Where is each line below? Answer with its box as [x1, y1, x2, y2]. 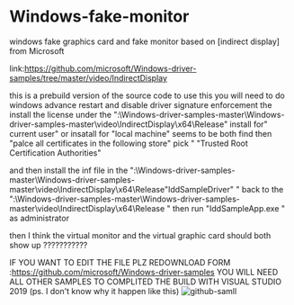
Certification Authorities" [9, 147, 102, 158]
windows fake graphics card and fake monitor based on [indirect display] [9, 36, 281, 47]
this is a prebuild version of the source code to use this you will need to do [9, 90, 285, 101]
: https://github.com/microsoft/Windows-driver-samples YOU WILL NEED [9, 266, 279, 277]
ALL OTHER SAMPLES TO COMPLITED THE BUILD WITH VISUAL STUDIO [9, 276, 281, 287]
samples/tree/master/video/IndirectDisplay [9, 72, 168, 83]
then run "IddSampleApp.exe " [172, 202, 286, 213]
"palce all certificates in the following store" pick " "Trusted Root [9, 138, 249, 148]
